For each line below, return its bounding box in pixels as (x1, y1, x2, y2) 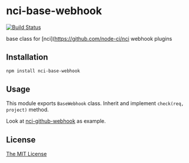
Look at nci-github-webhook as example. (6, 118, 106, 125)
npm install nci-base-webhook (6, 68, 81, 74)
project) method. (6, 106, 49, 113)
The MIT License (6, 151, 47, 158)
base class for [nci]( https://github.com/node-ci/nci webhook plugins (6, 35, 173, 42)
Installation (6, 52, 48, 63)
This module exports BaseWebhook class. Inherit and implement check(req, (6, 100, 184, 107)
